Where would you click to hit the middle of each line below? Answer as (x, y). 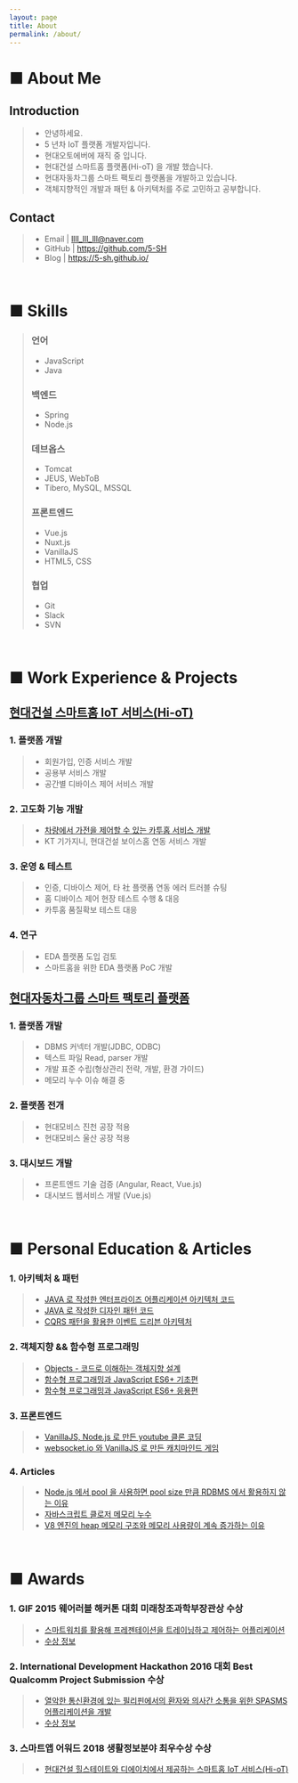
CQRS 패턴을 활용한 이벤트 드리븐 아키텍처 (118, 1322)
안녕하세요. (64, 134)
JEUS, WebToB (72, 478)
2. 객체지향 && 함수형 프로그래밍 (74, 1347)
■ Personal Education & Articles (130, 1249)
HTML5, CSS (68, 561)
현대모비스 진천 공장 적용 (87, 1127)
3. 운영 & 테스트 (41, 867)
